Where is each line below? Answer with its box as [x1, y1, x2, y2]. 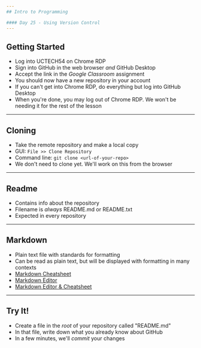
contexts [14, 263, 37, 271]
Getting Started [6, 41, 65, 52]
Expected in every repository [14, 212, 87, 219]
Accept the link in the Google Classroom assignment [14, 70, 145, 78]
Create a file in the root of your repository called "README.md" [14, 322, 172, 329]
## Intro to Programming [6, 8, 68, 15]
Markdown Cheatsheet [14, 270, 72, 277]
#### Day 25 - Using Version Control [6, 19, 100, 26]
